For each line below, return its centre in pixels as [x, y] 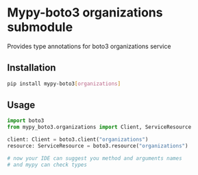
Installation [32, 68]
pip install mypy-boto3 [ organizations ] [64, 84]
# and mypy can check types [47, 165]
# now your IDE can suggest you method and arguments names [95, 158]
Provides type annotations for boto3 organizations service [89, 46]
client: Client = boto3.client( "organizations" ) [78, 140]
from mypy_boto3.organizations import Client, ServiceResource [99, 127]
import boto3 [26, 121]
